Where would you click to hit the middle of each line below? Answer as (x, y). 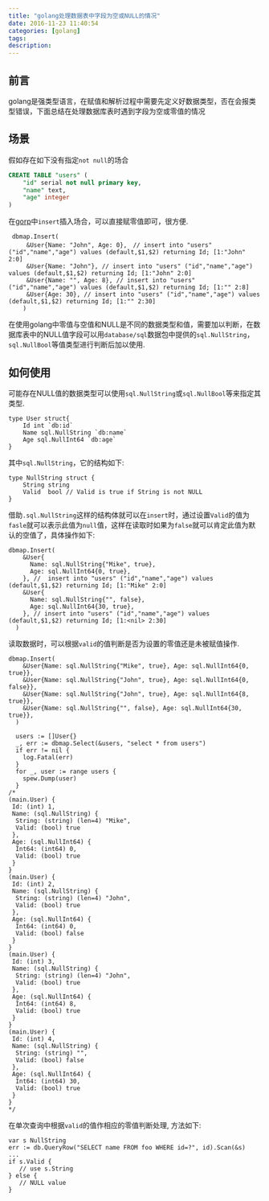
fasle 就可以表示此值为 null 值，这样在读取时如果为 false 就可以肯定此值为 (128, 524)
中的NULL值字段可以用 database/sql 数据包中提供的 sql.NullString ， (142, 335)
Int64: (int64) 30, (48, 1081)
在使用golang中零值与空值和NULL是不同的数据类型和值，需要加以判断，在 (131, 325)
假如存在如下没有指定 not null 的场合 (69, 160)
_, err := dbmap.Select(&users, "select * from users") (111, 743)
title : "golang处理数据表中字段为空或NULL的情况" (84, 16)
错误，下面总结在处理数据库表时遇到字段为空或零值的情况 (110, 111)
